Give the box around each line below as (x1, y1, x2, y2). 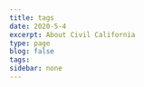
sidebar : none (9, 64, 63, 73)
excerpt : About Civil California (9, 30, 136, 39)
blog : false (9, 47, 54, 56)
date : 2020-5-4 (9, 22, 67, 31)
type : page (9, 38, 51, 48)
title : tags (9, 13, 54, 23)
